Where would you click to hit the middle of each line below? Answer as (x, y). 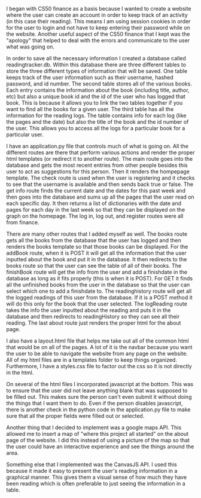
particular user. (25, 135)
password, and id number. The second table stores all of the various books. (99, 84)
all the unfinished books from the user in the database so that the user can (98, 285)
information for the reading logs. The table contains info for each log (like (96, 115)
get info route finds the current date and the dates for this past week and (96, 190)
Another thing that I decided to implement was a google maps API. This (94, 427)
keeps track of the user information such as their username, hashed (90, 77)
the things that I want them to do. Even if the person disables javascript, (95, 403)
